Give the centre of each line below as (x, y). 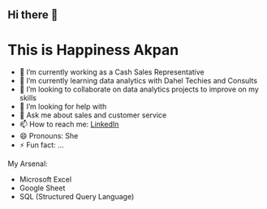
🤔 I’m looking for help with (63, 107)
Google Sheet (42, 188)
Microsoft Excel (45, 180)
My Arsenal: (28, 164)
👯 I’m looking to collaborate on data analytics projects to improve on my (139, 89)
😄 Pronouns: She (49, 136)
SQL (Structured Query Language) (77, 197)
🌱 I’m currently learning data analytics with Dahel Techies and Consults (138, 81)
